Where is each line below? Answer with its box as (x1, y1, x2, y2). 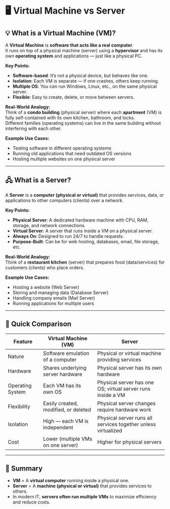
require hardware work (97, 406, 152, 413)
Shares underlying (42, 364, 87, 371)
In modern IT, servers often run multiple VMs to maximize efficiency (12, 494, 157, 500)
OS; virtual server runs (97, 385, 151, 392)
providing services (97, 356, 142, 363)
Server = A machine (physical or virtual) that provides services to (12, 483, 152, 489)
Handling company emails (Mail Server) (12, 295, 95, 301)
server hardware (42, 371, 82, 378)
